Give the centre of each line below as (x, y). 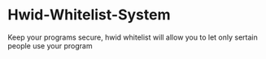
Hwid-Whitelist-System (89, 15)
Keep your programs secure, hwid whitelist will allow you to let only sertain (133, 37)
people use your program (50, 45)
